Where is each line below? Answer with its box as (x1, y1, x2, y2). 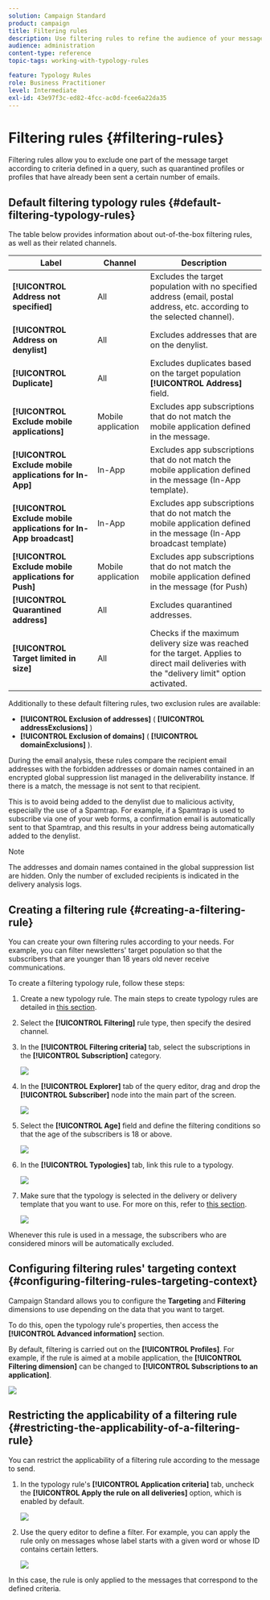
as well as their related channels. (8, 239, 117, 248)
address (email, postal (149, 291, 235, 302)
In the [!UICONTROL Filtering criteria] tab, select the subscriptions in (19, 1041, 251, 1052)
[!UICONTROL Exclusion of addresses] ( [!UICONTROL (19, 714, 205, 724)
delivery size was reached (149, 638, 249, 649)
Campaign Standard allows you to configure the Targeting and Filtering (8, 1295, 247, 1306)
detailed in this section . (19, 1002, 97, 1012)
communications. (8, 962, 66, 972)
